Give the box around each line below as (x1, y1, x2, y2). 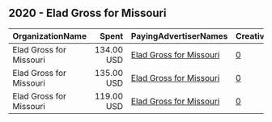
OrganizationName (12, 30, 87, 41)
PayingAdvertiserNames (130, 30, 228, 41)
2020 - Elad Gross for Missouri (8, 6, 167, 20)
